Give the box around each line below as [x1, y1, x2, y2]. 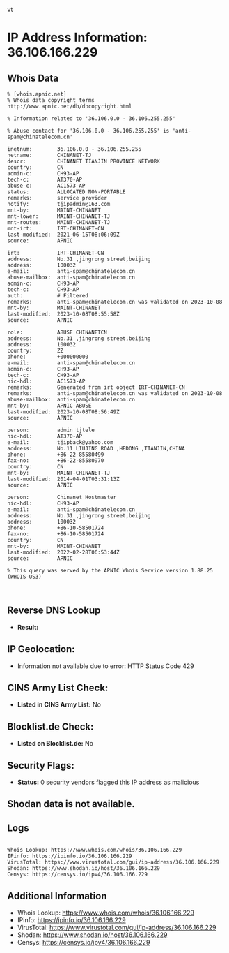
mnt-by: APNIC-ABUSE [7, 402, 92, 409]
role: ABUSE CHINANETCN [7, 329, 108, 336]
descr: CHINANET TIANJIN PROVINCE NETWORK [7, 158, 160, 165]
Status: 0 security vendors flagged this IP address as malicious [17, 778, 200, 787]
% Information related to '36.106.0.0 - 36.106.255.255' [7, 115, 176, 122]
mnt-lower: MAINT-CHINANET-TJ [7, 213, 111, 220]
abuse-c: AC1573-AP [7, 182, 86, 189]
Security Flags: [7, 760, 75, 771]
